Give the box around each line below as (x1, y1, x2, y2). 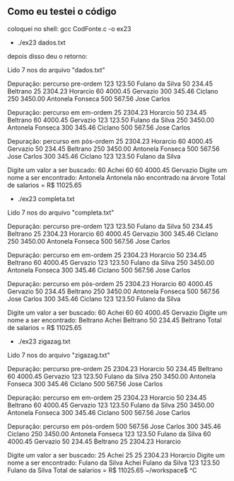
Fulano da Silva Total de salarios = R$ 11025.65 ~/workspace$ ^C (7, 465, 197, 474)
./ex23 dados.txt (17, 38, 66, 47)
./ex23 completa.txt (17, 194, 75, 203)
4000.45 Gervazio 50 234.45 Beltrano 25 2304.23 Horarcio (7, 437, 182, 446)
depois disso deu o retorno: (7, 52, 88, 60)
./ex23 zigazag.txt (17, 336, 71, 346)
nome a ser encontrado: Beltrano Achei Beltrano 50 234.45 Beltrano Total (7, 315, 222, 324)
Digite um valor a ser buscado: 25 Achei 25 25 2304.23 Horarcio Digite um (7, 451, 225, 459)
